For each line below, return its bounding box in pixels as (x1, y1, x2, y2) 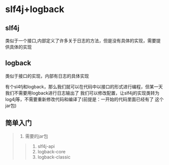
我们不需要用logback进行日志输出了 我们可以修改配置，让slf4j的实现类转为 (5, 90, 160, 96)
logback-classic (37, 154, 71, 160)
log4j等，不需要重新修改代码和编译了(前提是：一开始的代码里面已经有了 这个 (5, 96, 164, 102)
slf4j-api (37, 143, 55, 149)
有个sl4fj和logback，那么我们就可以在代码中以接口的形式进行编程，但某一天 (5, 83, 163, 89)
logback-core (37, 148, 66, 154)
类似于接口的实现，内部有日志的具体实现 (5, 73, 89, 79)
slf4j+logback (5, 4, 64, 15)
